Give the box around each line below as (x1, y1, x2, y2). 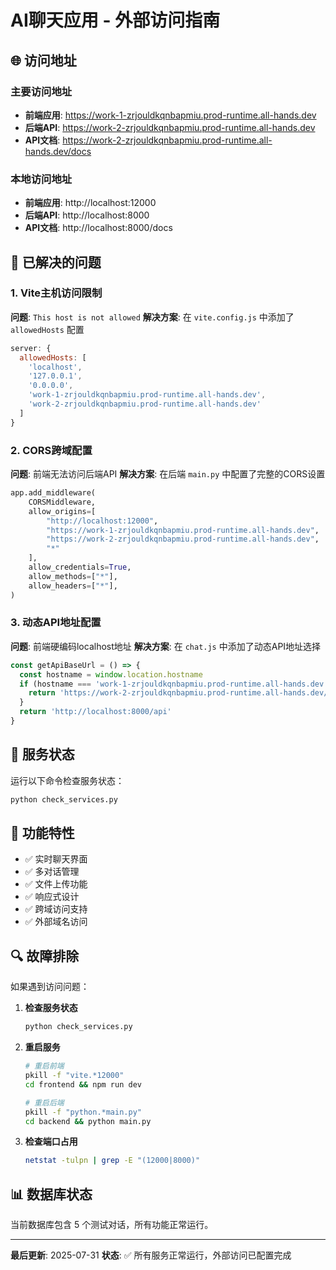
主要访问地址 (10, 84, 73, 98)
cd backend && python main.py (24, 1116, 152, 1126)
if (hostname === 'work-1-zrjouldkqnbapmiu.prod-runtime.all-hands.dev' (19, 679, 329, 689)
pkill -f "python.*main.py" (24, 1107, 142, 1117)
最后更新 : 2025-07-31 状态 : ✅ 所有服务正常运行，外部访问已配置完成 (10, 1249, 292, 1261)
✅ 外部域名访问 (24, 916, 88, 928)
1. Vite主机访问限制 (10, 286, 103, 300)
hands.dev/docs (24, 145, 92, 157)
